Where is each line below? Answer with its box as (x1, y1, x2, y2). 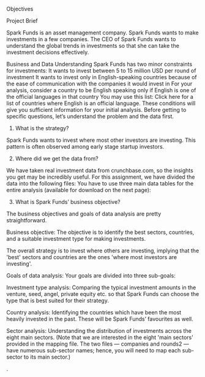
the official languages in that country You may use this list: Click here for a (6, 93, 194, 100)
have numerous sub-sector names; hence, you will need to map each (6, 347, 181, 354)
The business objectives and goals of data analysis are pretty (6, 210, 162, 217)
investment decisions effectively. (6, 49, 89, 56)
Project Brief (6, 17, 38, 24)
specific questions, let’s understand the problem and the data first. (6, 113, 174, 120)
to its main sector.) (23, 353, 71, 360)
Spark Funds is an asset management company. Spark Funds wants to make (6, 29, 199, 36)
